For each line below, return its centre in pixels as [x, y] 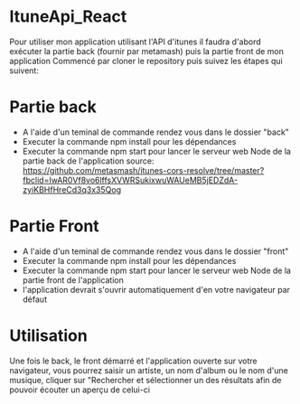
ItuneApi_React [68, 17]
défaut [35, 299]
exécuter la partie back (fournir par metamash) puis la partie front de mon [147, 51]
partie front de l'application [73, 280]
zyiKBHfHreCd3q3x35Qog [72, 189]
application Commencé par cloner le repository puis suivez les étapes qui [146, 61]
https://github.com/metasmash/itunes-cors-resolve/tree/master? [143, 170]
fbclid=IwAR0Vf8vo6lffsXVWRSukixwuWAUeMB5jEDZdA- [130, 180]
